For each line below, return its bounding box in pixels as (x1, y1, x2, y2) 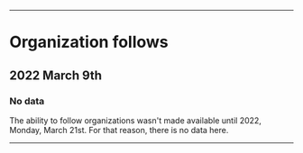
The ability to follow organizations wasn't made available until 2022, (9, 114, 262, 126)
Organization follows (9, 32, 169, 52)
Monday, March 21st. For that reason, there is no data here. (9, 124, 229, 135)
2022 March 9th (9, 67, 102, 83)
